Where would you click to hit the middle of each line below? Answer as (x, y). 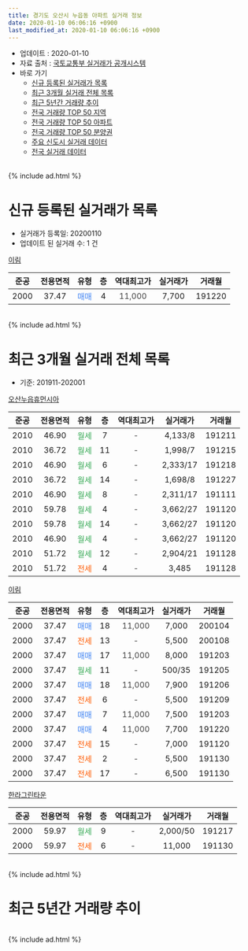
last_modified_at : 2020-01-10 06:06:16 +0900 (84, 30)
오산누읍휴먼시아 (34, 399)
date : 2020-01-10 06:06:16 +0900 (63, 23)
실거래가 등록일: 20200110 (61, 234)
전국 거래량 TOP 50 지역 (68, 113)
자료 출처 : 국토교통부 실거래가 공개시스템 (83, 63)
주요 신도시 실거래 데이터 (69, 142)
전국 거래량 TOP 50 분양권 (72, 132)
